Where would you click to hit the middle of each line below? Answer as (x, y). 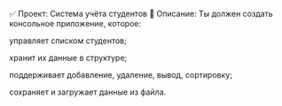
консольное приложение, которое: (75, 23)
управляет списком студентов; (68, 41)
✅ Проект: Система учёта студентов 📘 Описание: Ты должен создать (141, 14)
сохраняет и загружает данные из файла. (88, 92)
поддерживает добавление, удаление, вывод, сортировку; (121, 75)
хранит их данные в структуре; (68, 58)
